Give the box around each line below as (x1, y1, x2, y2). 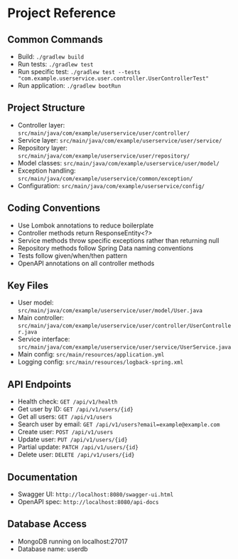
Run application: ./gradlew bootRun (17, 81, 121, 90)
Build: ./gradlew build (17, 52, 84, 61)
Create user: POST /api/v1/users (17, 428, 114, 436)
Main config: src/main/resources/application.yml (17, 350, 165, 359)
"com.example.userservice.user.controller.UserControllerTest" (17, 75, 210, 82)
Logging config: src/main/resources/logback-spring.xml (17, 358, 184, 366)
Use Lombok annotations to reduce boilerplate (17, 221, 154, 230)
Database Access (7, 518, 87, 530)
